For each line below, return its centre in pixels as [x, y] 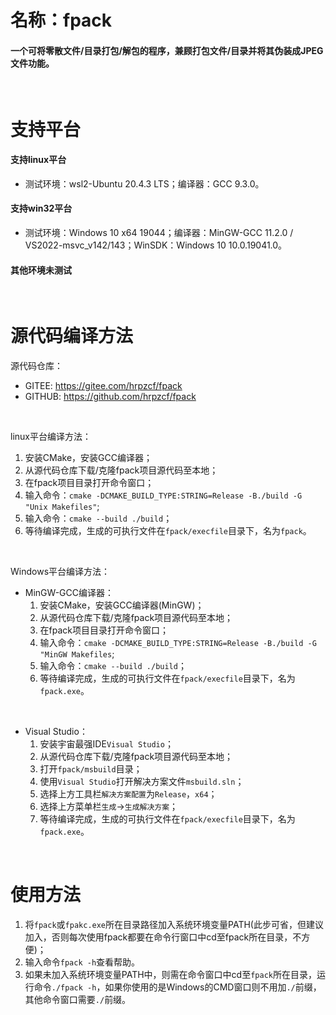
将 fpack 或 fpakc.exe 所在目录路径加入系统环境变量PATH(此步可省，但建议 [174, 925]
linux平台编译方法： [51, 437]
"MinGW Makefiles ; [77, 654]
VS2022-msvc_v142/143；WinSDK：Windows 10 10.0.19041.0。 [156, 245]
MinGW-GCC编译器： [69, 593]
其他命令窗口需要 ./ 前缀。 [78, 1000]
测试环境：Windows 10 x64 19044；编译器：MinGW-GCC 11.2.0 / [159, 232]
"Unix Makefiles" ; [62, 507]
